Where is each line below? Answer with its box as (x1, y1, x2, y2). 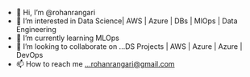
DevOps (15, 51, 44, 59)
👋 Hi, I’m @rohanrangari (15, 8, 96, 17)
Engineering (15, 25, 56, 34)
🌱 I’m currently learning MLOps (15, 33, 119, 43)
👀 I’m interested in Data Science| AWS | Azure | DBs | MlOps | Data (15, 16, 238, 26)
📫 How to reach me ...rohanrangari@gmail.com (15, 59, 175, 68)
